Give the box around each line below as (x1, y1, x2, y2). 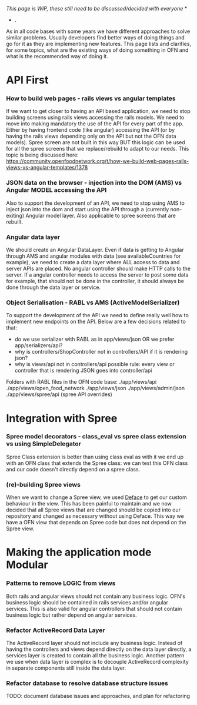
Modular (6, 558, 48, 571)
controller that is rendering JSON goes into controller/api (14, 367, 152, 374)
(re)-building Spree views (6, 480, 81, 488)
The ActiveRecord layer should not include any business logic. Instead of (6, 639, 183, 646)
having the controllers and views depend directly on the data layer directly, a (6, 646, 192, 653)
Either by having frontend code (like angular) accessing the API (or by (6, 127, 175, 134)
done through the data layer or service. (6, 284, 101, 291)
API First (6, 74, 49, 87)
